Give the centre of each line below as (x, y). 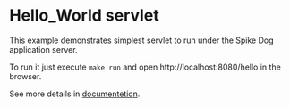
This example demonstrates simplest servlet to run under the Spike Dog (142, 40)
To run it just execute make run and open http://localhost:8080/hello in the (145, 67)
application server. (43, 49)
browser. (26, 76)
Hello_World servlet (84, 16)
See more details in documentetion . (75, 94)
